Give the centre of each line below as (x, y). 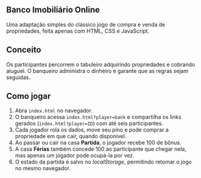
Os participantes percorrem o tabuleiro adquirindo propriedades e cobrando (101, 64)
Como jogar (29, 96)
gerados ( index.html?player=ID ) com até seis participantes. (89, 124)
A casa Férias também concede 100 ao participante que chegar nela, (100, 149)
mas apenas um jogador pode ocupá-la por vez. (75, 156)
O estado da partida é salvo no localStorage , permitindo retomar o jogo (103, 162)
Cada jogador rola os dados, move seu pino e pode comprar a (92, 130)
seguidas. (18, 77)
